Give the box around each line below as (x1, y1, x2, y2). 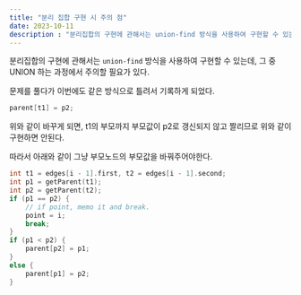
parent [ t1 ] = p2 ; (9, 104, 74, 113)
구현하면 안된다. (9, 132, 65, 143)
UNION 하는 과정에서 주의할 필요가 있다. (9, 66, 150, 77)
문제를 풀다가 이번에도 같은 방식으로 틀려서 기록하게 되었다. (9, 86, 215, 97)
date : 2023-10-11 (9, 22, 74, 30)
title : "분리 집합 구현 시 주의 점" (9, 13, 127, 22)
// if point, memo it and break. (25, 203, 150, 212)
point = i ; (25, 211, 66, 220)
